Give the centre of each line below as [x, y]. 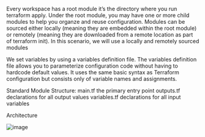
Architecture [22, 115]
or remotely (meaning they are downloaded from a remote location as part [100, 35]
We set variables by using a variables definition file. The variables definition [102, 59]
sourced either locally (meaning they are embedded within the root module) [102, 28]
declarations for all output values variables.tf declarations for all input [94, 97]
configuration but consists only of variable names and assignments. [92, 79]
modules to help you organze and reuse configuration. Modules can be [96, 22]
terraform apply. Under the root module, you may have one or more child [98, 15]
